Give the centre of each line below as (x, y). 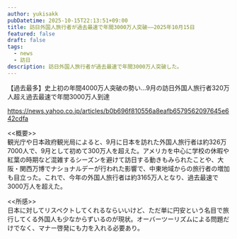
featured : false (31, 34)
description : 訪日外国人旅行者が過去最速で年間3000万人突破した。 (95, 67)
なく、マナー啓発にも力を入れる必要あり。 (81, 228)
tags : (15, 47)
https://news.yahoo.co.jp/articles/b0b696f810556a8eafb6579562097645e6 (118, 111)
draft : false (27, 40)
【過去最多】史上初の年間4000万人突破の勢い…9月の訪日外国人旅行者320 (116, 88)
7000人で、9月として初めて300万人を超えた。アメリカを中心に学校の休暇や (118, 150)
